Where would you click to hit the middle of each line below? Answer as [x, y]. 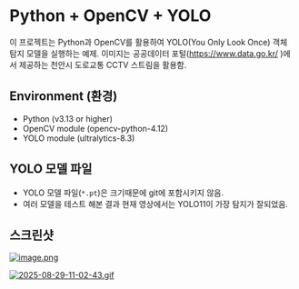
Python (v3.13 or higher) [68, 118]
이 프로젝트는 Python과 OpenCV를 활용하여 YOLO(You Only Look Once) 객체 [149, 42]
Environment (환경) [64, 96]
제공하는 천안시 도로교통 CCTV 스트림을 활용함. [103, 65]
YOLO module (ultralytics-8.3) [79, 138]
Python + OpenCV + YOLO [110, 16]
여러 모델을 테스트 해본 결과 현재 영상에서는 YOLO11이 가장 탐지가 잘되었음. [155, 204]
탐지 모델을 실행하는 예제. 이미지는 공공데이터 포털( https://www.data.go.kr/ [144, 53]
